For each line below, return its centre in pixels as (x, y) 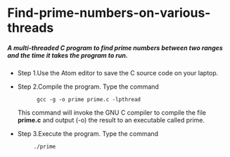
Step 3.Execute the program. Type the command (88, 134)
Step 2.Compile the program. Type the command (88, 87)
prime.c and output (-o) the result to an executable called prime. (111, 120)
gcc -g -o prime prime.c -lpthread (88, 100)
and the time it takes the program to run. (68, 55)
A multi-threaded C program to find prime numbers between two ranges (115, 48)
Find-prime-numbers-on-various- (109, 13)
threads (31, 28)
